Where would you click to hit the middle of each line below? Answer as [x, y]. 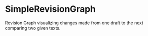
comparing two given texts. [33, 28]
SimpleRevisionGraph [51, 9]
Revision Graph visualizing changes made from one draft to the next [74, 23]
